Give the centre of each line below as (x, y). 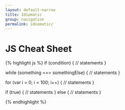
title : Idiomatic (24, 15)
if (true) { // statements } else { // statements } (53, 92)
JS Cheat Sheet (39, 49)
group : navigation (25, 19)
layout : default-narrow (30, 10)
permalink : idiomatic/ (29, 24)
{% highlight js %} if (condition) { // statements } (56, 63)
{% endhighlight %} (26, 102)
